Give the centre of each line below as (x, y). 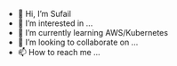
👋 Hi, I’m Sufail (44, 14)
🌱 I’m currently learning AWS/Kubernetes (93, 33)
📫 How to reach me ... (59, 52)
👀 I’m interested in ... (55, 23)
